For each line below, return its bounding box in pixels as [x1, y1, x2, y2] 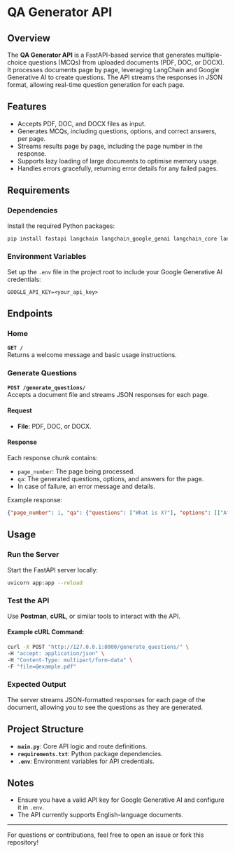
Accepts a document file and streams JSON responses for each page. [7, 390, 209, 398]
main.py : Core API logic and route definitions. [17, 741, 148, 751]
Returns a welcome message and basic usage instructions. [7, 351, 177, 359]
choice [7, 58, 27, 67]
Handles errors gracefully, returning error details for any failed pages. [17, 164, 218, 173]
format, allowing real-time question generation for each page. [7, 81, 185, 88]
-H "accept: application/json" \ [7, 650, 105, 657]
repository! [7, 838, 39, 847]
